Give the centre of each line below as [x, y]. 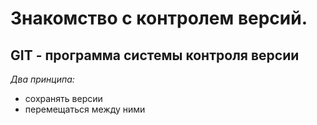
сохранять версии [63, 98]
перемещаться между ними [85, 109]
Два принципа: [42, 79]
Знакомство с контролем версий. [159, 18]
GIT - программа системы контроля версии [155, 55]
